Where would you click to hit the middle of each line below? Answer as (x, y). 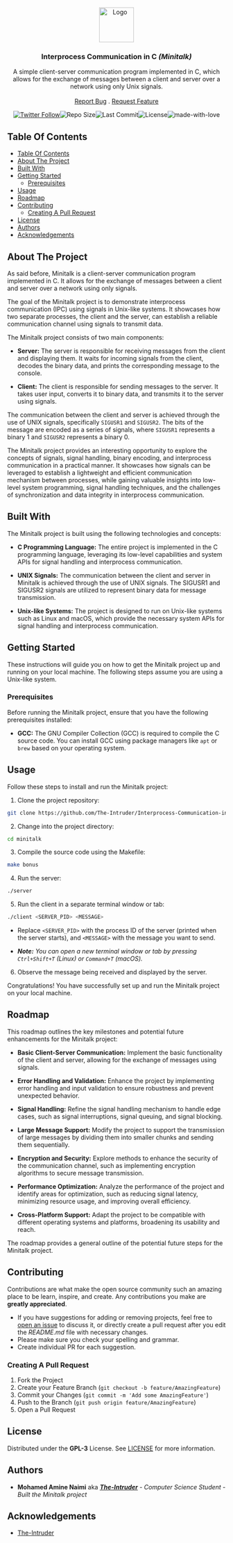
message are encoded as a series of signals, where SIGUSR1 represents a (111, 429)
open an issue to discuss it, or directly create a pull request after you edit (121, 1324)
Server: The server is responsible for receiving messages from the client (121, 351)
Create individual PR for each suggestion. (77, 1347)
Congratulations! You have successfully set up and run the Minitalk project (113, 986)
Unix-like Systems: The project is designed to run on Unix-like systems (120, 611)
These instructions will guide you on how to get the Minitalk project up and (114, 664)
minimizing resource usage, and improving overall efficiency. (104, 1201)
